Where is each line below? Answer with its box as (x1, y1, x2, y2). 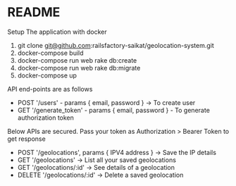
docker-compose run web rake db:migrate (17, 63, 141, 72)
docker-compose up (17, 71, 77, 80)
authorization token (17, 113, 74, 122)
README (7, 4, 61, 20)
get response (7, 135, 46, 143)
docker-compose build (17, 49, 84, 57)
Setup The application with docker (7, 27, 107, 36)
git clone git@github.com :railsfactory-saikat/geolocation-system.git (17, 41, 215, 49)
